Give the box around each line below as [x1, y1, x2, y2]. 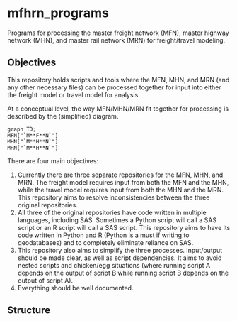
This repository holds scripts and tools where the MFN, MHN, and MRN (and [7, 75, 230, 84]
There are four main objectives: [7, 156, 99, 165]
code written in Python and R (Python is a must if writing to [17, 231, 190, 239]
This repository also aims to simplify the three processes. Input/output [17, 246, 223, 254]
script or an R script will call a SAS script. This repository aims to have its [17, 223, 231, 232]
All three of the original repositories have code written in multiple [17, 208, 207, 217]
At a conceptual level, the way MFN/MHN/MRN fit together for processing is [7, 104, 229, 113]
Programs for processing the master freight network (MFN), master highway [7, 28, 230, 37]
